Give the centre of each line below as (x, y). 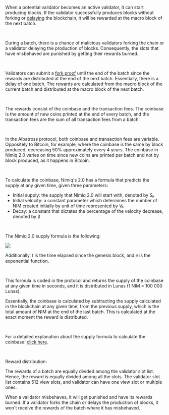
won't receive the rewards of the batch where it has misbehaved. (73, 408)
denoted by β (26, 217)
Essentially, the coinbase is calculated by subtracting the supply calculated (83, 301)
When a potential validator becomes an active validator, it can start (74, 7)
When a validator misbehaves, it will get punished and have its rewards (79, 397)
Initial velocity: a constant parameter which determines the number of (85, 200)
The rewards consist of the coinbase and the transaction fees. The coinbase (84, 109)
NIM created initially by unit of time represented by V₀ (68, 206)
